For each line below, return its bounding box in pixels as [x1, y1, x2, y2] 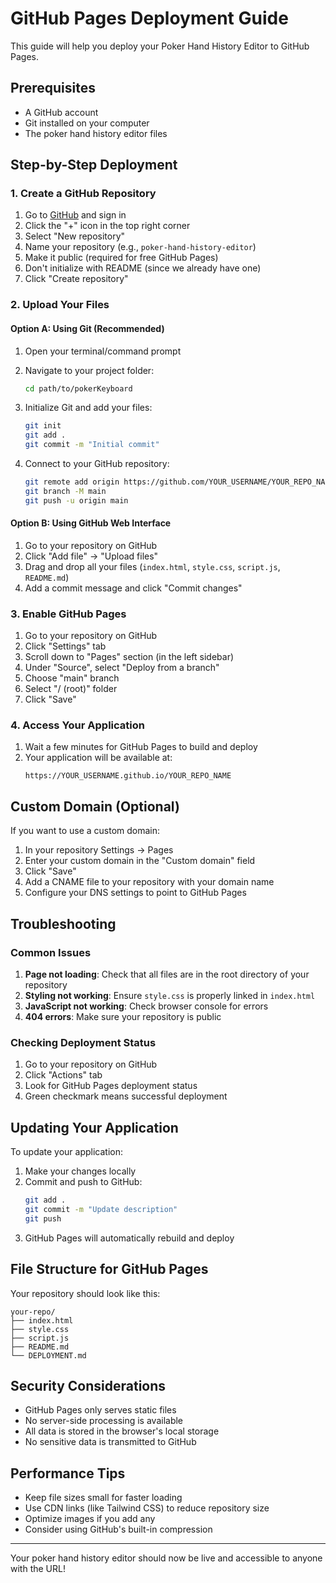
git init [24, 421, 62, 431]
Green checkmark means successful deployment [24, 1090, 228, 1102]
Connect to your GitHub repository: [24, 458, 170, 470]
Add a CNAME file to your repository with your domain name [24, 876, 275, 888]
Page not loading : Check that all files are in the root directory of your [24, 968, 310, 980]
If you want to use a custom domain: [10, 825, 161, 837]
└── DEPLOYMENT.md [10, 1350, 87, 1361]
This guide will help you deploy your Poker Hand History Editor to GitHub [10, 40, 310, 52]
